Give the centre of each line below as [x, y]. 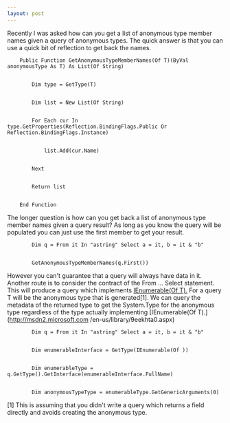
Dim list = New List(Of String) [78, 102]
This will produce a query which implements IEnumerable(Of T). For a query [114, 290]
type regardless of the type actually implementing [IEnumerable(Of [102, 312]
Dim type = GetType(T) [64, 84]
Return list [49, 186]
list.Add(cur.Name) [71, 151]
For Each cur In [55, 120]
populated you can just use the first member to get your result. [95, 232]
